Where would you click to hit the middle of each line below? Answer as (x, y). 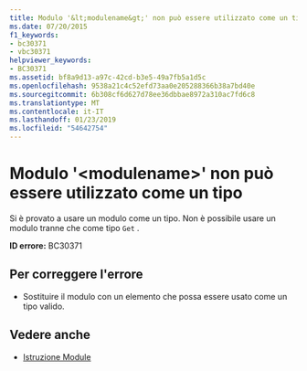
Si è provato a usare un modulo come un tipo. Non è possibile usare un (143, 218)
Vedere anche (50, 335)
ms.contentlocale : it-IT (57, 111)
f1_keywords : (34, 35)
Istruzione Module (57, 356)
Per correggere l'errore (76, 275)
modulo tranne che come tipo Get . (74, 228)
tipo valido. (44, 306)
